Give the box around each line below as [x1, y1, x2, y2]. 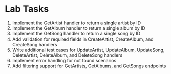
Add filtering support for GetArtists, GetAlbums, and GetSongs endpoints [12, 63, 166, 69]
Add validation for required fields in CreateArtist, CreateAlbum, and [12, 36, 154, 42]
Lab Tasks [5, 3, 49, 15]
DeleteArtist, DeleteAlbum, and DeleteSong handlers [12, 52, 123, 58]
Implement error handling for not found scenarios [12, 57, 117, 63]
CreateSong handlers [12, 41, 57, 47]
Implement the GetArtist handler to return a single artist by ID [12, 20, 141, 26]
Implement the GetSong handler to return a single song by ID [12, 30, 141, 36]
